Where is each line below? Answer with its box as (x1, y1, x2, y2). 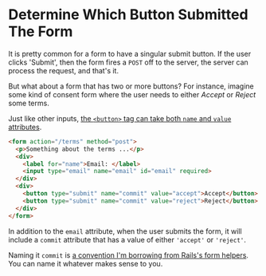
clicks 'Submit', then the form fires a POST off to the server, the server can (8, 57, 248, 67)
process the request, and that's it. (8, 65, 119, 75)
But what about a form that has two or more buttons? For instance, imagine (8, 81, 255, 91)
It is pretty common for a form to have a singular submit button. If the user (8, 49, 252, 58)
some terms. (8, 98, 49, 108)
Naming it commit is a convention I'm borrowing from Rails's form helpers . (8, 250, 249, 260)
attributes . (8, 122, 42, 132)
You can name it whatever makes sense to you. (8, 258, 163, 268)
